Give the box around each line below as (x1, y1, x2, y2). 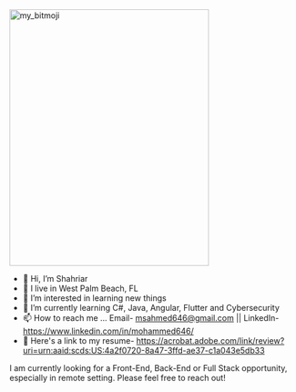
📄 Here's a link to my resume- (22, 335, 135, 346)
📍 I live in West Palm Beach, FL (22, 283, 138, 294)
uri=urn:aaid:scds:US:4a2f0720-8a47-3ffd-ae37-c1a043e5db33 (22, 346, 266, 356)
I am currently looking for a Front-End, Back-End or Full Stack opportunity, (9, 363, 288, 373)
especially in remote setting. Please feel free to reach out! (9, 373, 226, 383)
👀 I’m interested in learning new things (22, 293, 167, 304)
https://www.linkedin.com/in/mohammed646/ (22, 325, 194, 336)
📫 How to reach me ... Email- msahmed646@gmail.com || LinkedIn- (22, 313, 280, 323)
